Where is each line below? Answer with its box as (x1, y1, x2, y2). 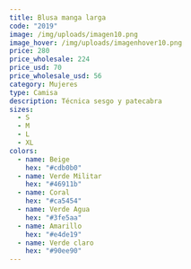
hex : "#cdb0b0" (25, 163, 82, 172)
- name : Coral (17, 188, 70, 197)
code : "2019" (9, 22, 58, 30)
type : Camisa (9, 88, 58, 97)
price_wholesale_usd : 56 (9, 72, 102, 81)
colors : (9, 146, 39, 155)
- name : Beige (17, 154, 70, 164)
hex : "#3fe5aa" (25, 213, 82, 222)
